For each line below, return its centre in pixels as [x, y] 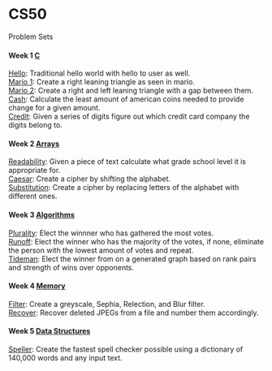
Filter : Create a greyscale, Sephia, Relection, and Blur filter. [107, 304]
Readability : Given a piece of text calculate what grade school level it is [127, 162]
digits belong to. [35, 125]
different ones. [33, 196]
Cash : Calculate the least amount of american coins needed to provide [126, 99]
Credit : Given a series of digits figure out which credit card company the [129, 116]
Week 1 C [24, 55]
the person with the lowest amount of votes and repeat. [101, 250]
